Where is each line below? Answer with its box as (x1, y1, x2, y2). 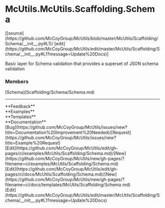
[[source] (5, 30, 24, 36)
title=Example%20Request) (5, 140, 60, 146)
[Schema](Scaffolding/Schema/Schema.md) (5, 89, 95, 95)
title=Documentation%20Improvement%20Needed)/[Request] (5, 129, 131, 136)
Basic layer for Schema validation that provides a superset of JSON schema (5, 60, 159, 66)
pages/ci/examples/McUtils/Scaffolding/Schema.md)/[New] (5, 150, 126, 156)
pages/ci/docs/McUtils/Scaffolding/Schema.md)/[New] (5, 171, 117, 178)
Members (5, 78, 28, 85)
